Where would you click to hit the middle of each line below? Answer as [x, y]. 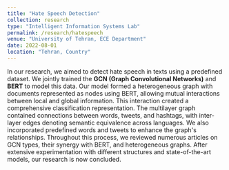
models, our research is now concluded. [64, 159]
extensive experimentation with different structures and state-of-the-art [109, 151]
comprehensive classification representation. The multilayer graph [101, 108]
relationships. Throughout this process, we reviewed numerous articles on [112, 137]
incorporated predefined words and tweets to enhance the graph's [102, 130]
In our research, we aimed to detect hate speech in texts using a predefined [115, 71]
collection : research [38, 20]
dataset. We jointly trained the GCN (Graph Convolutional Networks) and [112, 78]
